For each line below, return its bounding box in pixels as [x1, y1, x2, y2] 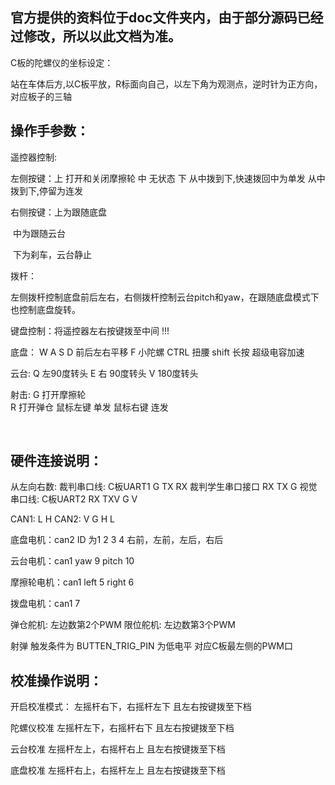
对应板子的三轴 [10, 90, 72, 102]
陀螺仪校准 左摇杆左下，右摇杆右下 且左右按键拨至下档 [10, 722, 235, 734]
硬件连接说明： [10, 453, 103, 470]
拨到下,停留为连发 [10, 184, 84, 197]
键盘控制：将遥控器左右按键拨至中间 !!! [10, 324, 170, 337]
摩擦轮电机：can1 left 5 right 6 [10, 576, 135, 588]
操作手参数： [10, 123, 90, 140]
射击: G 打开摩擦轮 [10, 388, 87, 400]
